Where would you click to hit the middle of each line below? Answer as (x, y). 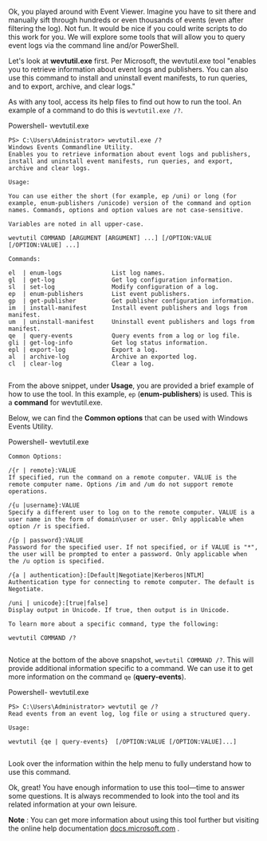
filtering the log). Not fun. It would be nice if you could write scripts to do (128, 28)
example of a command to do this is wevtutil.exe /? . (96, 110)
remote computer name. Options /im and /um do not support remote (121, 484)
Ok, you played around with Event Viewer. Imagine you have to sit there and (132, 12)
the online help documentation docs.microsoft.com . (94, 828)
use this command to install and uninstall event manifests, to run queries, (128, 78)
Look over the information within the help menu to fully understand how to (130, 764)
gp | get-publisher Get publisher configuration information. (132, 301)
